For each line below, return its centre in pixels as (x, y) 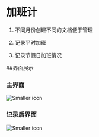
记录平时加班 (30, 42)
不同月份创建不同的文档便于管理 (54, 30)
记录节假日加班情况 (38, 55)
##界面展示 (20, 68)
